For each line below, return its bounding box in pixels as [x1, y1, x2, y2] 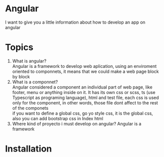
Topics [5, 42, 33, 53]
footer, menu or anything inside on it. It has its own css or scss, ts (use [12, 89, 156, 95]
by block [12, 73, 30, 79]
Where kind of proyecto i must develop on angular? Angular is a [12, 121, 142, 126]
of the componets [12, 105, 49, 111]
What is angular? [12, 58, 47, 64]
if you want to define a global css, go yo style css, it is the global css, [12, 110, 153, 116]
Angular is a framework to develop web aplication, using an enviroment [12, 63, 157, 69]
